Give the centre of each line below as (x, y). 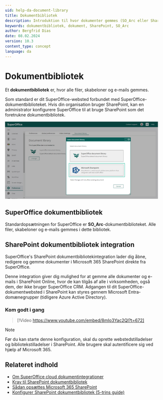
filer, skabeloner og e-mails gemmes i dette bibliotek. (58, 229)
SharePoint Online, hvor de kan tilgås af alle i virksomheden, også (84, 281)
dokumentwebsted (24, 292)
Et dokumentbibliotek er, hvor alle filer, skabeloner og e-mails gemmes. (77, 90)
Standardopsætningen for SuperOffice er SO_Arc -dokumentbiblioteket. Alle (81, 224)
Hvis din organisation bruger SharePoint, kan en (96, 104)
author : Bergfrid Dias (28, 31)
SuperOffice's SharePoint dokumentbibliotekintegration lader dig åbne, (76, 257)
